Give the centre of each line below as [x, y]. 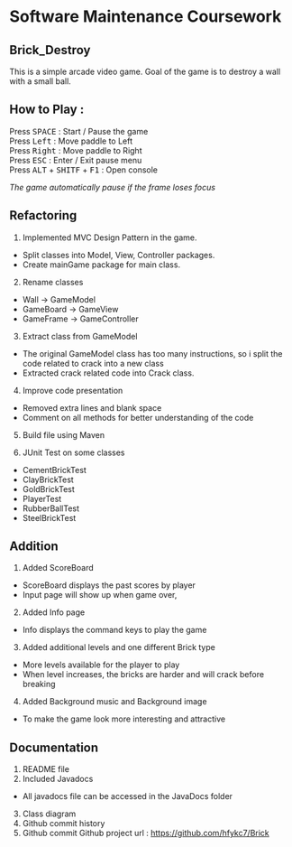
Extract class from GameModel [80, 336]
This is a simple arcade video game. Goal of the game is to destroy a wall [145, 71]
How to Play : [47, 110]
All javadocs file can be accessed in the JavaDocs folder [127, 796]
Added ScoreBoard [58, 568]
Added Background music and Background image [114, 702]
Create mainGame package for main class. [101, 265]
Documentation [54, 747]
